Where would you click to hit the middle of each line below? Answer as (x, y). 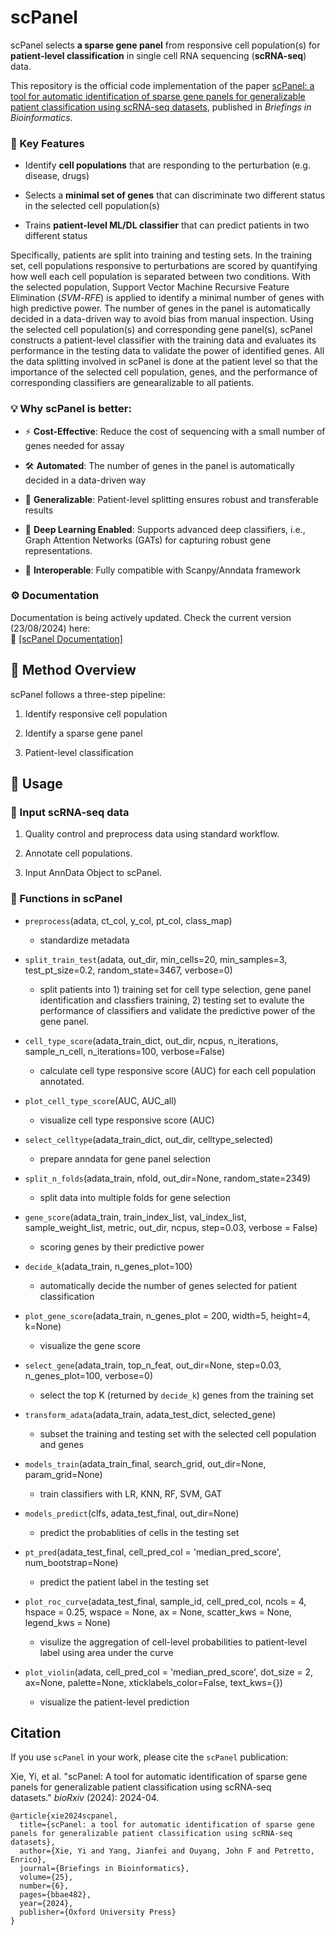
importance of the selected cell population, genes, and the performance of (164, 372)
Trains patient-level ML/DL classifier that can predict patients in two (167, 225)
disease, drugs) (57, 176)
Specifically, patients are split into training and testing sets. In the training (161, 255)
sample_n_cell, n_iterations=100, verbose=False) (125, 1051)
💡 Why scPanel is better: (71, 409)
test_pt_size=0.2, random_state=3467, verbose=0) (128, 970)
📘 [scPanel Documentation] (66, 638)
